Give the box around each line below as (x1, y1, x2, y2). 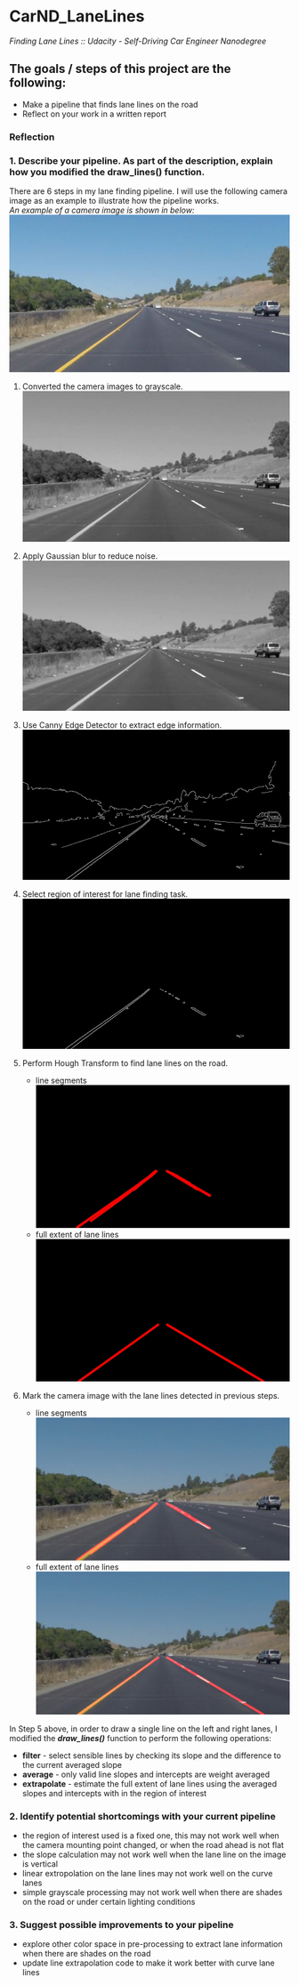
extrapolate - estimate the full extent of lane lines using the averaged (21, 1778, 278, 1789)
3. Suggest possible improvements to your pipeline (9, 1919, 234, 1931)
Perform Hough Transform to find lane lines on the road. (21, 1057, 229, 1069)
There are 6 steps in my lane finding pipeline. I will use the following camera (9, 185, 287, 197)
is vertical (21, 1859, 59, 1869)
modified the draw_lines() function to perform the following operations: (9, 1732, 271, 1743)
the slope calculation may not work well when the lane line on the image (21, 1849, 287, 1860)
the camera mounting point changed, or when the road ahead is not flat (21, 1840, 285, 1851)
